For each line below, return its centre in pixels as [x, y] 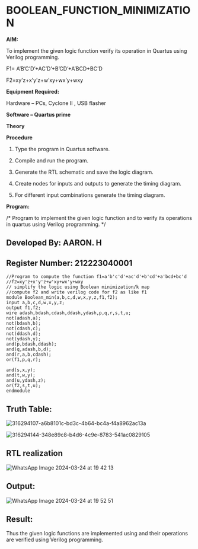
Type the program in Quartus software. [62, 149]
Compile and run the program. [52, 160]
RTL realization [35, 453]
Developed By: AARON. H [54, 243]
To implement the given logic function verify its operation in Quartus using [97, 50]
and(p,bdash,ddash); [32, 344]
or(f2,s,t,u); [24, 386]
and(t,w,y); [21, 375]
